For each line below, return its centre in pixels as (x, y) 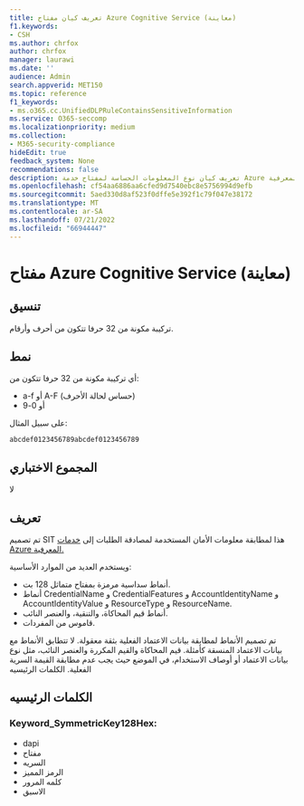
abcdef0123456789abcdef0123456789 (75, 440)
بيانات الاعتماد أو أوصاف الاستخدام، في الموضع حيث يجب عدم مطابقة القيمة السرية (149, 659)
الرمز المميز (43, 772)
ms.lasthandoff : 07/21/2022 (62, 220)
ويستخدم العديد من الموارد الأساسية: (71, 566)
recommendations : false (54, 169)
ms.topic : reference (48, 93)
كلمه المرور (42, 782)
